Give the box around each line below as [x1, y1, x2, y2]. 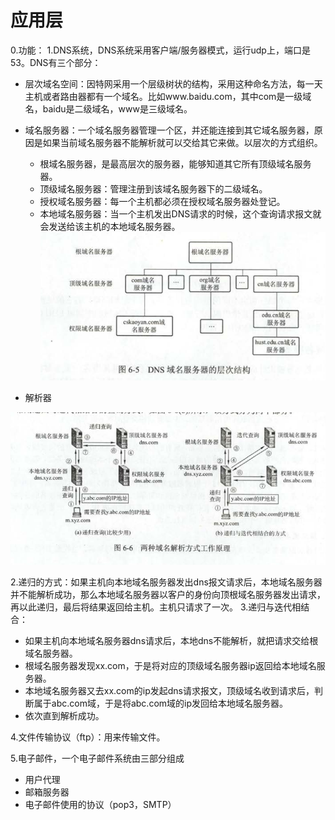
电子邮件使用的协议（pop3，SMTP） [24, 798, 177, 810]
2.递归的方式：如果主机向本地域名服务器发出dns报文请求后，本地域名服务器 [10, 576, 323, 588]
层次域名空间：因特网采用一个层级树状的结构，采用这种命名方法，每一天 [24, 77, 323, 90]
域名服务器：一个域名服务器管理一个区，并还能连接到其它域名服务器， [24, 124, 315, 136]
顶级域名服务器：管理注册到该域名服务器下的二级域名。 [39, 182, 268, 195]
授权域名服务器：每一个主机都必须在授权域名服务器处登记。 [39, 195, 286, 207]
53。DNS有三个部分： [10, 56, 102, 68]
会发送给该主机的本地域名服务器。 [39, 220, 181, 232]
